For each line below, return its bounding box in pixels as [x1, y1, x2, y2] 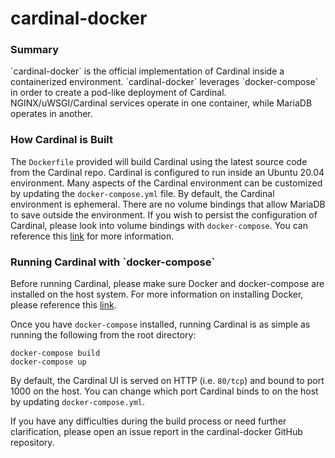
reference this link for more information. [10, 230, 175, 242]
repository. [10, 437, 55, 449]
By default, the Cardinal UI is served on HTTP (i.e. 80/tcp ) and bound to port [10, 375, 325, 387]
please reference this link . [10, 299, 117, 311]
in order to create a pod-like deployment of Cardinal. [10, 87, 227, 99]
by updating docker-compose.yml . [10, 396, 146, 408]
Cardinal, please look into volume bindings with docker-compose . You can [10, 219, 308, 231]
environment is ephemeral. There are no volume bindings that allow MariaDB [10, 198, 326, 210]
